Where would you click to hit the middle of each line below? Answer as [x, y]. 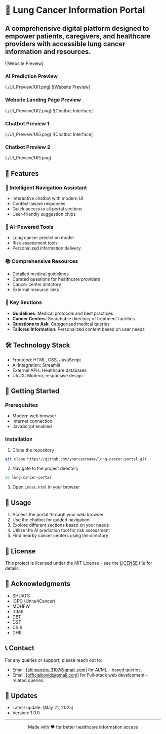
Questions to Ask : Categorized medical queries [61, 324]
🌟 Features [22, 173]
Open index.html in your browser [46, 487]
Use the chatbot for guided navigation [51, 520]
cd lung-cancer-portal [28, 478]
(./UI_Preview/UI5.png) [28, 158]
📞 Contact [20, 648]
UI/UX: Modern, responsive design [47, 375]
